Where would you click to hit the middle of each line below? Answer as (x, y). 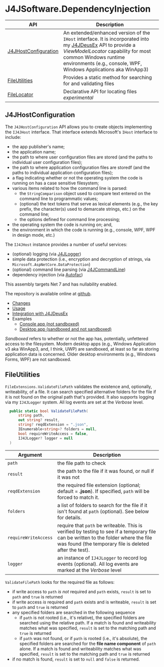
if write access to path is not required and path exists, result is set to (82, 591)
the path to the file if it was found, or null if (106, 471)
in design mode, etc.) (33, 235)
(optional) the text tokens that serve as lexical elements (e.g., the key (89, 203)
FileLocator (20, 94)
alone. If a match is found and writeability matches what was (80, 648)
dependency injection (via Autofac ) (47, 274)
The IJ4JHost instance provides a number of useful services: (66, 244)
